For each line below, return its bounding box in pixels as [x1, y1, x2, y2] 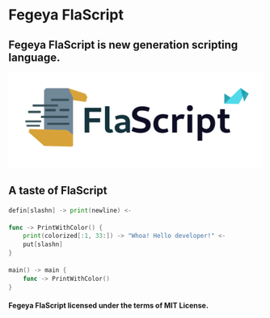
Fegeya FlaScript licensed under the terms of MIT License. [8, 301, 209, 311]
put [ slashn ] [23, 240, 63, 248]
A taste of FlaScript [8, 184, 108, 197]
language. [8, 50, 61, 64]
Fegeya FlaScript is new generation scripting [8, 38, 238, 52]
